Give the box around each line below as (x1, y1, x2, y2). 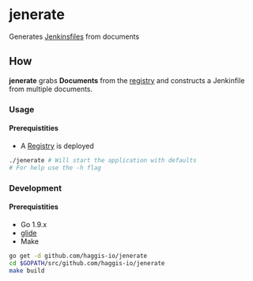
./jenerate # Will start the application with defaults (9, 156, 197, 164)
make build (9, 267, 45, 275)
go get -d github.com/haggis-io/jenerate (9, 252, 148, 260)
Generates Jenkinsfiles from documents (9, 32, 140, 41)
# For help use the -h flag (9, 164, 102, 172)
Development (9, 182, 62, 193)
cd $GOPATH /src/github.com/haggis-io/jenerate (9, 259, 165, 267)
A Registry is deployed (20, 141, 94, 150)
